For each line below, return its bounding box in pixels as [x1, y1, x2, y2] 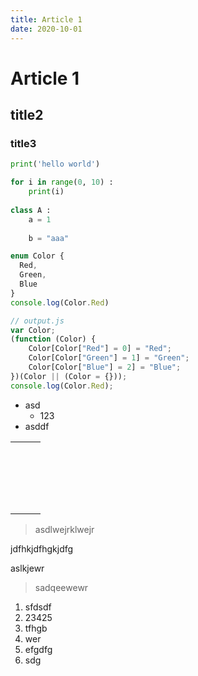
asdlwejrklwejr [34, 523, 95, 535]
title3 [10, 137, 37, 150]
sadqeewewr [34, 581, 89, 593]
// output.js [10, 316, 65, 326]
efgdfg [24, 643, 53, 655]
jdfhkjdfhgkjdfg [10, 542, 74, 555]
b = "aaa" [28, 233, 70, 243]
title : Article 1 [10, 14, 83, 25]
